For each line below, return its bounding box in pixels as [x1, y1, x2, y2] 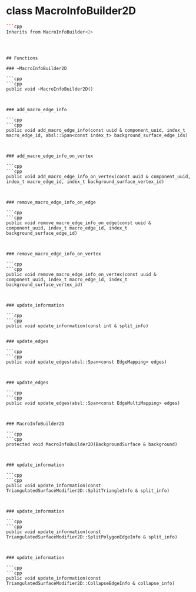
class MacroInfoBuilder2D [6, 4, 137, 18]
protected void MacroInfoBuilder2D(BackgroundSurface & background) [6, 441, 178, 447]
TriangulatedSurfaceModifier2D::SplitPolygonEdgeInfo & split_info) [6, 534, 178, 540]
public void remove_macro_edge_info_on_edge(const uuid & [6, 219, 151, 226]
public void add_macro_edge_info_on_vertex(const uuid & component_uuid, [6, 174, 191, 179]
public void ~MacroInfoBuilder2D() [6, 86, 94, 92]
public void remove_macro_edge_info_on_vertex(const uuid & [6, 271, 157, 277]
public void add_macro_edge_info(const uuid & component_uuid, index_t [6, 127, 185, 133]
